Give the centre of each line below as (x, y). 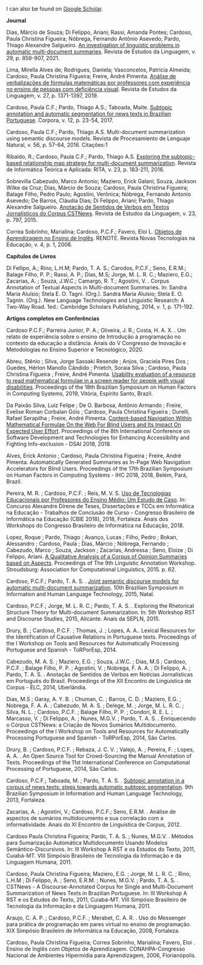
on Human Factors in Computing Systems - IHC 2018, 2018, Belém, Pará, (97, 475)
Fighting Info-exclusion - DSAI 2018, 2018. (59, 444)
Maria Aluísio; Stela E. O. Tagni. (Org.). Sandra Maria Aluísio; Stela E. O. (95, 294)
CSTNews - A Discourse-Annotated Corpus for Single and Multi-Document (100, 887)
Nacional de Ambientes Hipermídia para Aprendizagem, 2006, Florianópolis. (101, 955)
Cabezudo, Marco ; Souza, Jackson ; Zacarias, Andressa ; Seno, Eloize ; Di (100, 550)
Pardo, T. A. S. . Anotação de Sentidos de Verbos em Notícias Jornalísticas (100, 674)
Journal (16, 20)
